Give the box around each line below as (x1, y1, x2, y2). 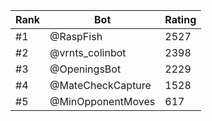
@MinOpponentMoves (49, 95, 156, 108)
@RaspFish (49, 30, 103, 43)
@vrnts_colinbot (49, 46, 127, 59)
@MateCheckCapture (49, 79, 152, 92)
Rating (164, 13, 197, 26)
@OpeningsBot (49, 62, 122, 76)
